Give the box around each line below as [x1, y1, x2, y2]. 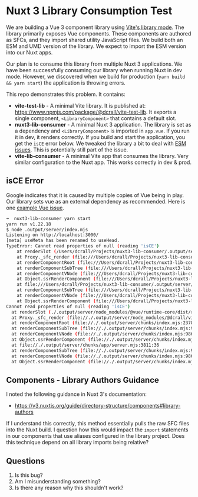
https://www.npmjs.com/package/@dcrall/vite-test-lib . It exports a [14, 108, 177, 115]
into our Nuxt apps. [6, 49, 53, 56]
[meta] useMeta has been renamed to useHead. [6, 238, 120, 244]
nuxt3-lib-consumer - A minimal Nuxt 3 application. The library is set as [14, 121, 192, 128]
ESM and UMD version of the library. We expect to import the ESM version [6, 43, 187, 50]
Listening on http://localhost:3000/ [6, 232, 99, 238]
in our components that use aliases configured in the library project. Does [6, 433, 185, 440]
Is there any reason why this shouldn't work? [14, 484, 124, 491]
